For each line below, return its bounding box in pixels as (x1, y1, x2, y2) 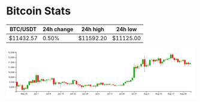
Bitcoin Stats (6, 4, 71, 18)
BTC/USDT (10, 26, 37, 33)
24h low (116, 26, 137, 33)
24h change (43, 26, 74, 33)
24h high (81, 26, 105, 33)
